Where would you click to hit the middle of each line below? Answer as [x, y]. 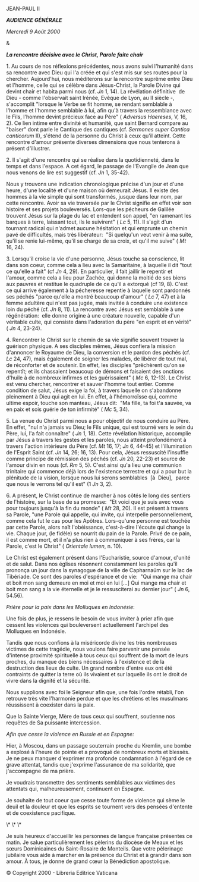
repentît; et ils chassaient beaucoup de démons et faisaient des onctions [95, 371]
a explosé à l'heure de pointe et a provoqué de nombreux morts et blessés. [98, 752]
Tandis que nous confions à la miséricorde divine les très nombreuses [92, 643]
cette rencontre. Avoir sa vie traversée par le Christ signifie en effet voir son [99, 203]
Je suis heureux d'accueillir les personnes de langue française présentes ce [99, 836]
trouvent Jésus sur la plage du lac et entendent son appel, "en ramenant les [99, 216]
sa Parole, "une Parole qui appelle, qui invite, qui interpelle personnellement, [99, 514]
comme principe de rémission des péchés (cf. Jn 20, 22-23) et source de [96, 459]
